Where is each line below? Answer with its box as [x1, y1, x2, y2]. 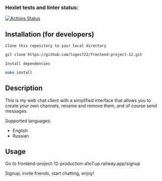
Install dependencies [5, 61, 51, 66]
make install [5, 70, 33, 75]
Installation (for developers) [5, 30, 94, 39]
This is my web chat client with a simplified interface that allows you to [5, 97, 151, 103]
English [12, 127, 28, 133]
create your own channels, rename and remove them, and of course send [5, 103, 157, 109]
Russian [12, 133, 29, 139]
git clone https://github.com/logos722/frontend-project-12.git [5, 52, 142, 57]
